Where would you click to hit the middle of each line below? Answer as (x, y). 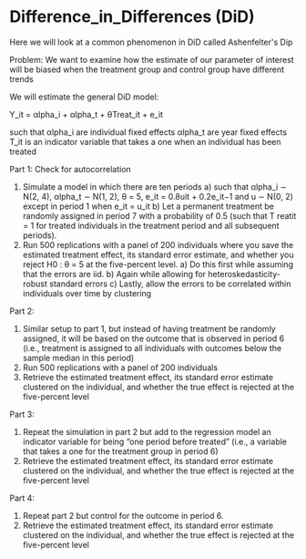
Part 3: (22, 414)
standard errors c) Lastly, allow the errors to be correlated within (170, 284)
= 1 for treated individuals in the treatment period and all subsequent (151, 225)
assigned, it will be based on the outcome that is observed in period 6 (153, 338)
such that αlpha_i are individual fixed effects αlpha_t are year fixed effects (148, 132)
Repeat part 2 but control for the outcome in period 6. (123, 515)
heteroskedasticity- (244, 274)
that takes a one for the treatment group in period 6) (120, 451)
